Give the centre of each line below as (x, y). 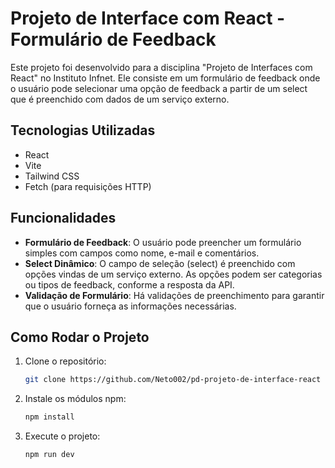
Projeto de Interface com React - (148, 18)
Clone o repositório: (65, 361)
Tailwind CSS (52, 176)
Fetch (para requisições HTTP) (88, 186)
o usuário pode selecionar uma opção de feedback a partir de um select (159, 88)
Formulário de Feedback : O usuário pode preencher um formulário (163, 242)
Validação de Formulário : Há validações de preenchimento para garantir (174, 295)
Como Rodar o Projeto (80, 337)
